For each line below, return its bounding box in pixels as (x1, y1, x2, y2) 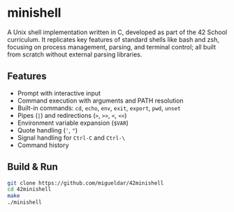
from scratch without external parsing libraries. (7, 50, 142, 59)
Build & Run (7, 161, 58, 173)
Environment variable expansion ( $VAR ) (17, 119, 129, 127)
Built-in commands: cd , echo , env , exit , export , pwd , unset (17, 103, 181, 112)
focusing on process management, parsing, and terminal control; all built (7, 43, 217, 51)
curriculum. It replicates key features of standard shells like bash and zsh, (7, 35, 220, 43)
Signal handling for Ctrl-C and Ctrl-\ (17, 133, 126, 142)
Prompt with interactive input (17, 89, 101, 97)
